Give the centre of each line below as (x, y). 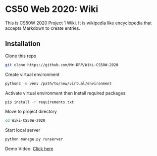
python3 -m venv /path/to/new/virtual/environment (58, 83)
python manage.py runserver (34, 139)
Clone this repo (21, 56)
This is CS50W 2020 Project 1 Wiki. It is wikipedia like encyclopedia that (78, 23)
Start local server (23, 130)
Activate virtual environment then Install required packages (65, 93)
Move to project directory (31, 112)
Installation (23, 44)
